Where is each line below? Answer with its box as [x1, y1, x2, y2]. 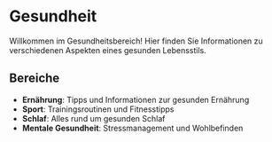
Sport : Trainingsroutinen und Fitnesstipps [21, 104, 175, 114]
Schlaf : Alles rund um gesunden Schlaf [21, 113, 166, 123]
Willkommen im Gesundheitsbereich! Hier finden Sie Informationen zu [9, 35, 263, 46]
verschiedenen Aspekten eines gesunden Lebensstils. [9, 44, 206, 55]
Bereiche [9, 71, 60, 86]
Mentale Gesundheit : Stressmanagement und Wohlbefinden [21, 122, 244, 133]
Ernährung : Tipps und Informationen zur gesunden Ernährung [21, 94, 250, 105]
